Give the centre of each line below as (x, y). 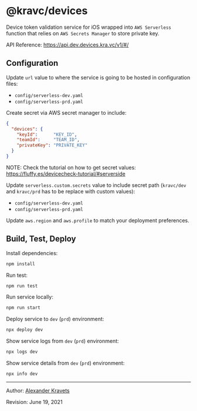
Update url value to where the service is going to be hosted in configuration (98, 77)
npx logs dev (22, 352)
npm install (21, 264)
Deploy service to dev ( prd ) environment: (55, 319)
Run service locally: (30, 297)
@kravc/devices (47, 11)
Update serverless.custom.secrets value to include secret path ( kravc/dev (96, 185)
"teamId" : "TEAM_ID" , (48, 140)
